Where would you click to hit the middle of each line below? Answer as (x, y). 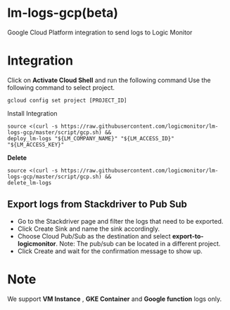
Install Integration (32, 113)
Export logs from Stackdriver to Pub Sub (97, 204)
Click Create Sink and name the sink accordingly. (89, 229)
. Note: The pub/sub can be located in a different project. (138, 243)
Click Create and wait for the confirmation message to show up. (110, 251)
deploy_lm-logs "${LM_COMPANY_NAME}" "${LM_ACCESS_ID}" (91, 138)
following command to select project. (61, 87)
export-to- (188, 236)
